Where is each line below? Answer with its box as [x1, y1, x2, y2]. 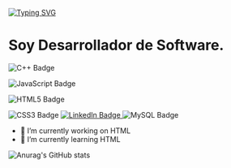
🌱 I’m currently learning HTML [19, 134, 121, 144]
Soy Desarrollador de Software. [8, 37, 225, 54]
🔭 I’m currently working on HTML [19, 126, 131, 136]
